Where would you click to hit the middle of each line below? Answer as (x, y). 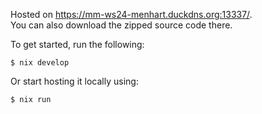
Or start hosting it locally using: (74, 81)
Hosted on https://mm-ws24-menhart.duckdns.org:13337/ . (131, 14)
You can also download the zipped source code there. (121, 25)
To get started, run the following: (77, 44)
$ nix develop (40, 63)
